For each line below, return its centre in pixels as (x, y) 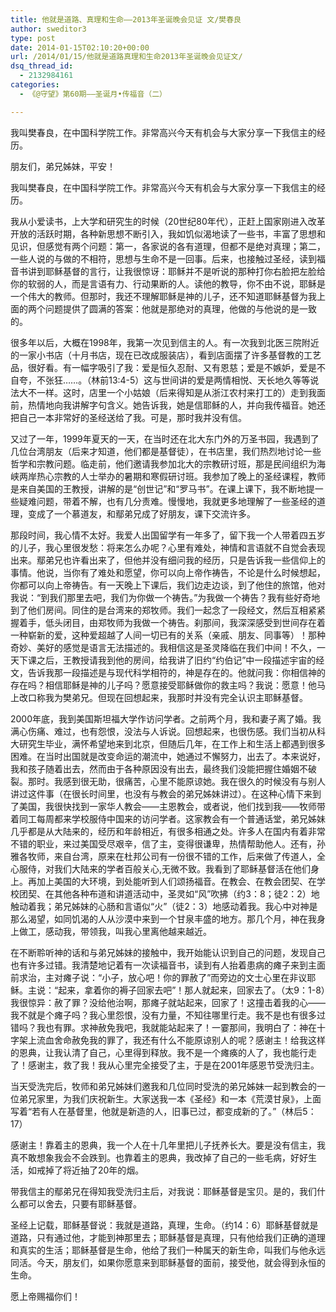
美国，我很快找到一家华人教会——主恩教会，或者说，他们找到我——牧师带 (172, 806)
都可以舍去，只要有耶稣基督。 (80, 1203)
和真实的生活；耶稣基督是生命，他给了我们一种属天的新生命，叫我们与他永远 (168, 1250)
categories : (35, 85)
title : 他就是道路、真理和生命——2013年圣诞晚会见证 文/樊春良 (126, 19)
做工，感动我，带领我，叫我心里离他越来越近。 (115, 931)
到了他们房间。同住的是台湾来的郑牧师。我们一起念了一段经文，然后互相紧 (163, 610)
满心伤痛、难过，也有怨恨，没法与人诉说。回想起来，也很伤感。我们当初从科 (168, 731)
